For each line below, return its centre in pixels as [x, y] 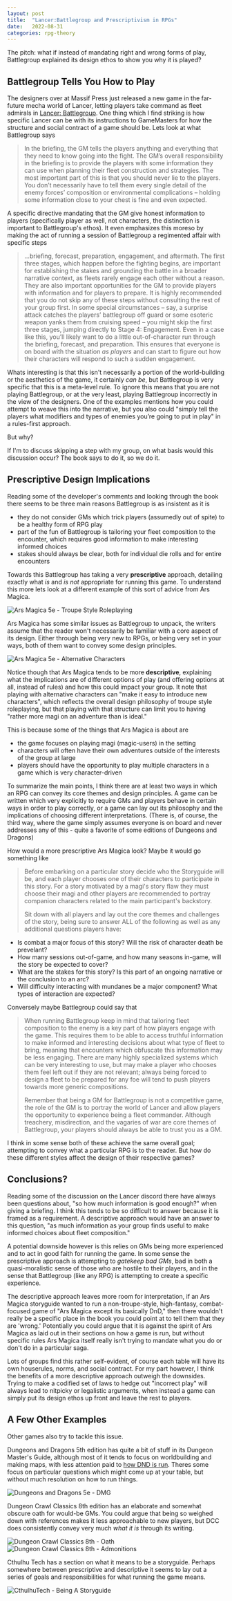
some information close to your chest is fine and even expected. [115, 200]
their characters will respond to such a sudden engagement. [110, 359]
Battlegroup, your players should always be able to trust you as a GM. [123, 1129]
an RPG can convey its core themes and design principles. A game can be [112, 793]
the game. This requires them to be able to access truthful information [124, 1035]
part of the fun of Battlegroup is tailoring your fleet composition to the [116, 531]
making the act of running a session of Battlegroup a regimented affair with [114, 235]
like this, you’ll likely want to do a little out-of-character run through [120, 337]
